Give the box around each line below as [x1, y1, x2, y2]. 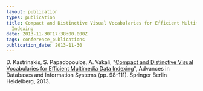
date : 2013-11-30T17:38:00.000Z [6, 31, 88, 37]
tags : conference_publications [6, 37, 85, 43]
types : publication [6, 14, 56, 20]
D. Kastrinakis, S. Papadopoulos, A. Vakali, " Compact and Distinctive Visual [6, 58, 193, 66]
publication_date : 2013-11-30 [6, 43, 83, 48]
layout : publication [6, 8, 59, 15]
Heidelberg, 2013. [6, 77, 50, 84]
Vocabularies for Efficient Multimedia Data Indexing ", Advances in [6, 65, 170, 72]
